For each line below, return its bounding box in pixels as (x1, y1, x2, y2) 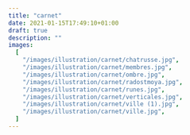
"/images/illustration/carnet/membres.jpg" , (22, 64, 173, 71)
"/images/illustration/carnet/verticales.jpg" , (22, 93, 183, 101)
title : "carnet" (8, 11, 62, 20)
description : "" (8, 33, 62, 42)
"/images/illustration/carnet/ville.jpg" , (22, 108, 165, 116)
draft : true (8, 26, 48, 34)
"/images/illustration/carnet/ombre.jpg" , (22, 71, 165, 79)
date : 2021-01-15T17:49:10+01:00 (8, 19, 119, 27)
